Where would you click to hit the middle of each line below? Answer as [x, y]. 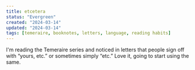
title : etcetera [26, 11]
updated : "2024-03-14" [34, 28]
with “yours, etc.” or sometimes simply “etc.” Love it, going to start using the [98, 56]
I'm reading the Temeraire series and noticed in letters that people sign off [95, 50]
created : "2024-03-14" [34, 22]
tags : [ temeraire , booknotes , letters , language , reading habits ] [88, 33]
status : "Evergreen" [31, 17]
